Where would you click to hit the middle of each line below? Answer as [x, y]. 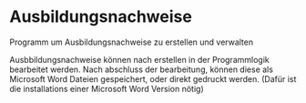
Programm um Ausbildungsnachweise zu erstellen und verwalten [131, 42]
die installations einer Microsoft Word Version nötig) [107, 88]
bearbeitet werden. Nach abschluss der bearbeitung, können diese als [141, 69]
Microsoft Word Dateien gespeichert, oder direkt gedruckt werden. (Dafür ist [153, 78]
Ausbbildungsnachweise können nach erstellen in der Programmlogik [140, 59]
